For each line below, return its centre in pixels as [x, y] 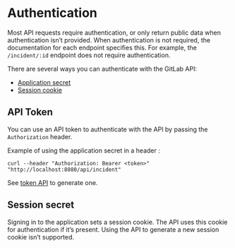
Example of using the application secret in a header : [84, 150]
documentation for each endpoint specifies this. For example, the [102, 47]
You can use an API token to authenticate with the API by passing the [108, 129]
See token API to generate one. [53, 182]
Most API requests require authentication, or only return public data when [114, 33]
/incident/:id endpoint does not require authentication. [89, 55]
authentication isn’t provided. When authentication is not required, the [109, 40]
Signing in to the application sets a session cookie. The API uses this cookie [117, 222]
